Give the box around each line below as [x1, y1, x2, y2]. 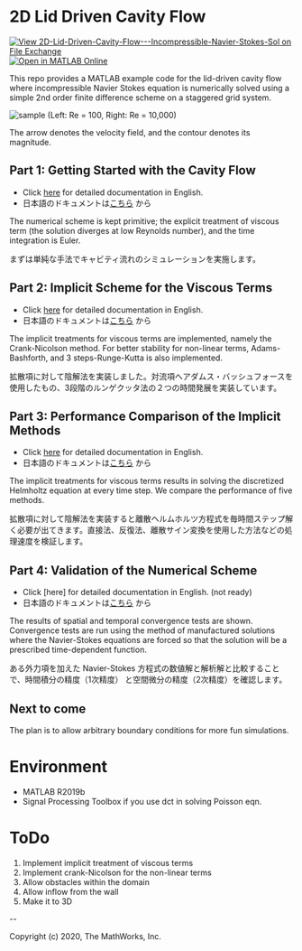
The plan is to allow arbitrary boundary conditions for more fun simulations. [9, 725, 289, 735]
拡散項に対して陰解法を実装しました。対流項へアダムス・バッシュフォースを [9, 370, 293, 381]
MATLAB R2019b [22, 786, 86, 797]
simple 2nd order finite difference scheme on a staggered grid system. [9, 92, 272, 103]
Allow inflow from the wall [22, 886, 119, 897]
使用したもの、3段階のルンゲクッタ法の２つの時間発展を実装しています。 [9, 382, 282, 393]
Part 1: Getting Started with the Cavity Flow [9, 163, 257, 178]
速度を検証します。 [16, 536, 88, 547]
